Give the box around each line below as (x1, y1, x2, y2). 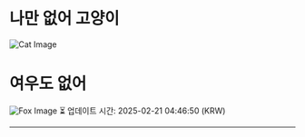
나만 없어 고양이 (9, 8, 120, 29)
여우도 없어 (9, 73, 87, 94)
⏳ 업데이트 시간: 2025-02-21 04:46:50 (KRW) (58, 105, 226, 116)
